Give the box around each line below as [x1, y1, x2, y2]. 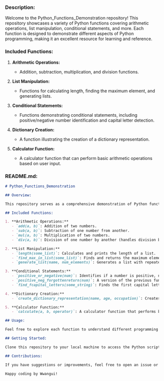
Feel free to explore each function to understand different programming [5, 327, 159, 332]
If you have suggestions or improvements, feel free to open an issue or [5, 362, 159, 367]
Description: [5, 4, 35, 11]
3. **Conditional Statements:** [5, 269, 71, 274]
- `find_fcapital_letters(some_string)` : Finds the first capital [11, 282, 150, 287]
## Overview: [5, 193, 32, 198]
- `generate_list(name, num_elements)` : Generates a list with [11, 260, 143, 265]
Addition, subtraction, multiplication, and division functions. [19, 69, 139, 75]
